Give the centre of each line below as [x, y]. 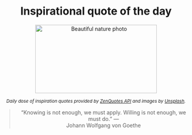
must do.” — [104, 119]
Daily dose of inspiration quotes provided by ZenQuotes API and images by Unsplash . [96, 101]
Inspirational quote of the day [96, 11]
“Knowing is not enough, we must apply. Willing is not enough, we [104, 112]
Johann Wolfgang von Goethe [103, 125]
